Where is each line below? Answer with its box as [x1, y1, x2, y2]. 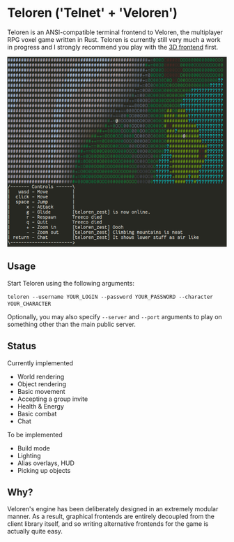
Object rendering [17, 379, 67, 388]
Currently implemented [7, 358, 73, 367]
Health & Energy [17, 402, 65, 410]
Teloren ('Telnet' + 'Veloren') [7, 5, 178, 21]
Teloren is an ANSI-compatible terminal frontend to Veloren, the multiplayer [7, 28, 224, 36]
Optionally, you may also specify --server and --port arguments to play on [7, 312, 223, 321]
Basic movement [17, 387, 65, 395]
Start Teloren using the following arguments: [7, 279, 134, 287]
